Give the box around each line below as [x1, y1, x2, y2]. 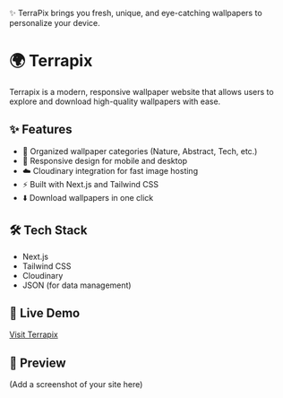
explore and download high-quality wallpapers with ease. [9, 96, 221, 107]
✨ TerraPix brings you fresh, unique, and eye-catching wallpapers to [9, 8, 262, 18]
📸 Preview [9, 355, 66, 370]
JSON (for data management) [21, 280, 132, 290]
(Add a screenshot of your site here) [9, 379, 143, 390]
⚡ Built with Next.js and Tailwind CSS [21, 178, 159, 189]
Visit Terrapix [9, 329, 58, 340]
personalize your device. [9, 18, 100, 28]
